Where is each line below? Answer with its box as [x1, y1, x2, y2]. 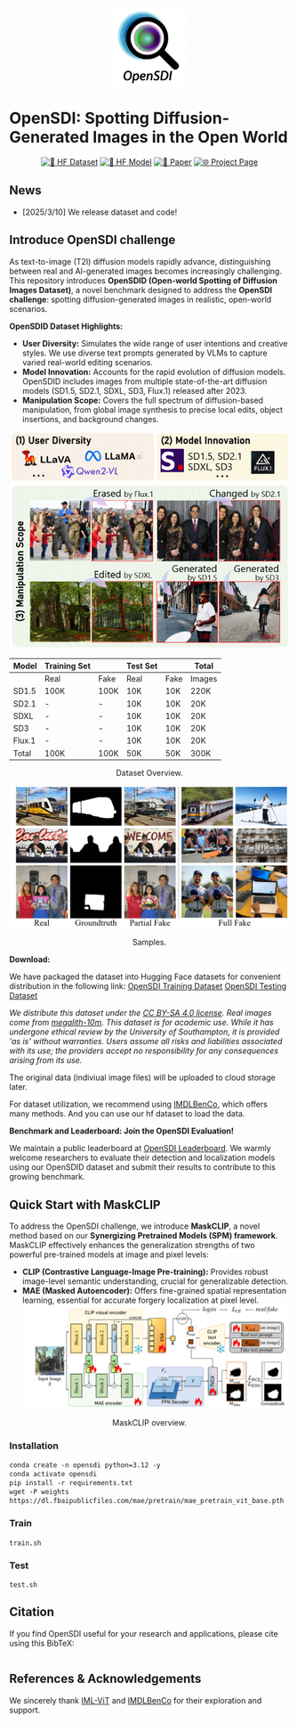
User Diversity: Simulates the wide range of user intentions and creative [21, 338, 288, 348]
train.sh [9, 1539, 42, 1548]
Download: [9, 954, 51, 965]
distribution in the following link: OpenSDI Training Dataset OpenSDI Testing [9, 981, 287, 992]
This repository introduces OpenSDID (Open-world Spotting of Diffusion [9, 274, 278, 286]
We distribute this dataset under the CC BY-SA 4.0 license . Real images [9, 1008, 272, 1018]
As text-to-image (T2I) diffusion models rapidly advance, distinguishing [9, 256, 271, 266]
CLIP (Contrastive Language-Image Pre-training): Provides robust [21, 1267, 269, 1278]
